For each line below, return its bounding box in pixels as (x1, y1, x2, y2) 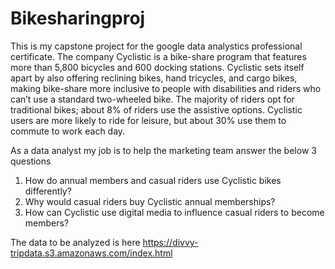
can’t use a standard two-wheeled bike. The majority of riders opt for (10, 93, 295, 105)
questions (10, 155, 52, 167)
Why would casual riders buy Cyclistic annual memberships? (24, 195, 276, 207)
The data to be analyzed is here (10, 236, 141, 248)
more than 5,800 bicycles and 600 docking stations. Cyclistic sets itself (10, 61, 305, 73)
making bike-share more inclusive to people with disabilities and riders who (10, 82, 322, 94)
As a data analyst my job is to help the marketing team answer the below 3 (10, 144, 317, 156)
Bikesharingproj (10, 7, 146, 30)
